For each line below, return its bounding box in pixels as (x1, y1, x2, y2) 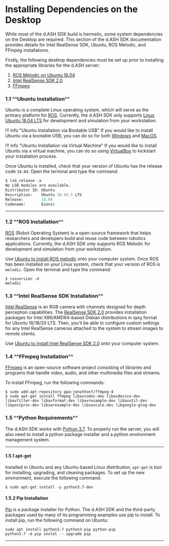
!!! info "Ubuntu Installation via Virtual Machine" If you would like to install (5, 142, 157, 148)
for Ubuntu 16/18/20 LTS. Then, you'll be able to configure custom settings (5, 320, 159, 326)
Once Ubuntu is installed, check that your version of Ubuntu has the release (5, 163, 162, 169)
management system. (5, 436, 50, 442)
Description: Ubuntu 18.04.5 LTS (5, 192, 82, 197)
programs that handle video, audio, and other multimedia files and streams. (5, 370, 161, 376)
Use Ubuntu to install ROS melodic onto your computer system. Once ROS (5, 256, 159, 262)
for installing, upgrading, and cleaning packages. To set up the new (5, 469, 145, 475)
